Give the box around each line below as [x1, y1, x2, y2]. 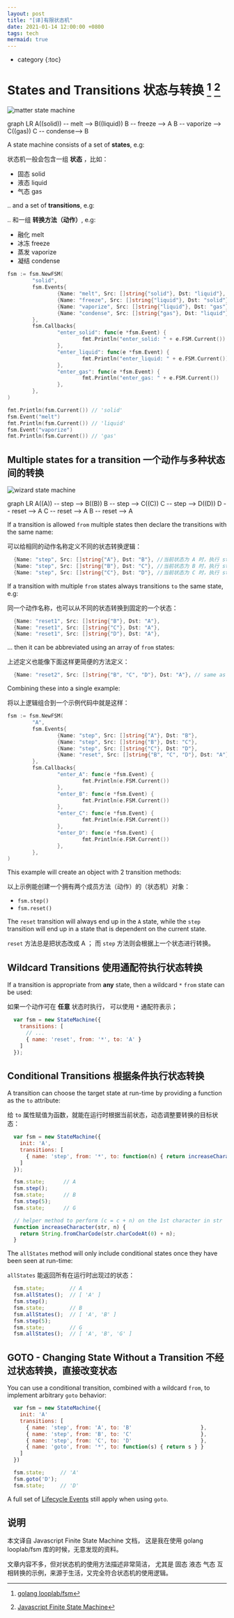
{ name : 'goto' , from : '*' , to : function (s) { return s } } [25, 1443, 204, 1450]
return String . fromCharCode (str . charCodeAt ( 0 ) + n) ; [19, 1230, 176, 1237]
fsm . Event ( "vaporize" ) [7, 426, 73, 433]
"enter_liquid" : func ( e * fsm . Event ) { [56, 349, 170, 356]
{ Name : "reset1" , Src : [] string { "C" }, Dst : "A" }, [13, 624, 160, 631]
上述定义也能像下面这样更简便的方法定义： [7, 657, 130, 666]
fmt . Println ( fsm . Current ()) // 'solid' [7, 407, 123, 414]
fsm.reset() [17, 905, 52, 912]
